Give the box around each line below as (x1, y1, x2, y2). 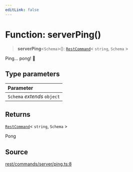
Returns (5, 110, 31, 118)
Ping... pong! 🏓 (5, 55, 36, 61)
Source (5, 147, 28, 156)
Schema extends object (7, 93, 60, 100)
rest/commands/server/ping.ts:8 (5, 161, 72, 167)
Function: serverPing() (5, 29, 101, 40)
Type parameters (5, 70, 60, 78)
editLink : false (5, 7, 39, 13)
